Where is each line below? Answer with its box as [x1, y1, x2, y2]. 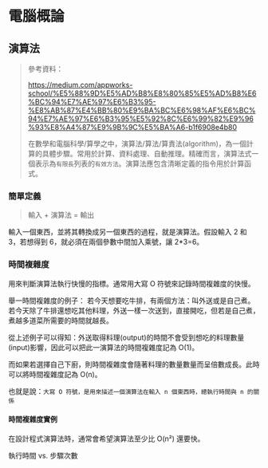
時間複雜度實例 [8, 415, 57, 424]
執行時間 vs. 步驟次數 [8, 450, 78, 460]
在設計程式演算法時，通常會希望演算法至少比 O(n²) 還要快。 [8, 434, 205, 443]
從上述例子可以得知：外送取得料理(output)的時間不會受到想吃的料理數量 [8, 332, 245, 342]
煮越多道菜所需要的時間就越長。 [8, 316, 113, 325]
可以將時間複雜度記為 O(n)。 [8, 369, 102, 379]
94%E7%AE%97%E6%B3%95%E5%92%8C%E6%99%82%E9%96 [27, 114, 254, 124]
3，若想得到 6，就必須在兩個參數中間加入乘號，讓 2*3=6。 [8, 237, 204, 247]
